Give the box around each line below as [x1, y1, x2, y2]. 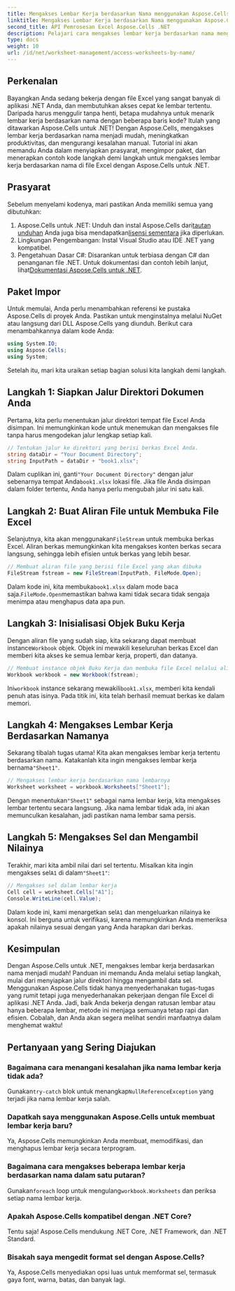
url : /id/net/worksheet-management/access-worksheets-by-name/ [7, 50, 196, 57]
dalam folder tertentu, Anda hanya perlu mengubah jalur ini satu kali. [7, 485, 204, 493]
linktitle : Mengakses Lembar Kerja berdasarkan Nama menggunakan [7, 17, 201, 24]
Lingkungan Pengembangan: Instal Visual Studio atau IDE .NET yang [17, 235, 215, 244]
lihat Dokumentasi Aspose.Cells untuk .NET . [17, 266, 142, 274]
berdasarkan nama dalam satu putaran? [7, 1170, 145, 1180]
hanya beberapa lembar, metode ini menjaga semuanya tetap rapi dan [7, 1006, 208, 1015]
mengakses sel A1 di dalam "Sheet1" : [7, 868, 111, 877]
